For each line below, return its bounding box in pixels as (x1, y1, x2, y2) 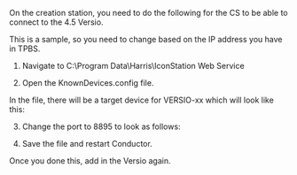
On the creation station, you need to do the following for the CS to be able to (9, 8, 288, 18)
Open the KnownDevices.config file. (21, 78, 154, 87)
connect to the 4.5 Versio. (9, 17, 104, 27)
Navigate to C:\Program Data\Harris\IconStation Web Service (21, 61, 246, 71)
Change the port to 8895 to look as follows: (21, 121, 181, 132)
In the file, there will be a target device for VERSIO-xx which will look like (9, 95, 275, 105)
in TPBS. (9, 43, 41, 54)
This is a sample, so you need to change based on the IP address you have (9, 34, 283, 44)
